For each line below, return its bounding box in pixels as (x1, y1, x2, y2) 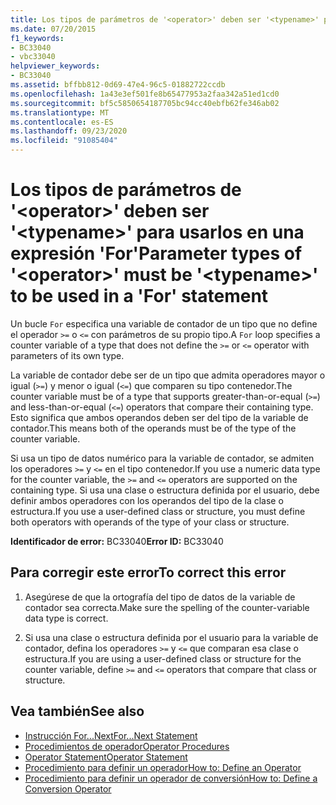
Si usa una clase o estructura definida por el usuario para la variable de (24, 631, 319, 643)
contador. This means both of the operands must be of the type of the (10, 422, 297, 434)
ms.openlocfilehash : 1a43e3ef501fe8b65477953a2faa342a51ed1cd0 (10, 89, 280, 99)
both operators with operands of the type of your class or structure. (10, 516, 290, 528)
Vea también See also (10, 703, 145, 720)
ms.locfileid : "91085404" (10, 136, 118, 146)
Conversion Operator (24, 782, 112, 795)
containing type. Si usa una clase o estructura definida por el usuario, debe (10, 484, 320, 496)
